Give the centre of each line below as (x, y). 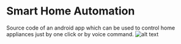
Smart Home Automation (71, 11)
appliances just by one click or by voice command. (70, 34)
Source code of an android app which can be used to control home (91, 28)
